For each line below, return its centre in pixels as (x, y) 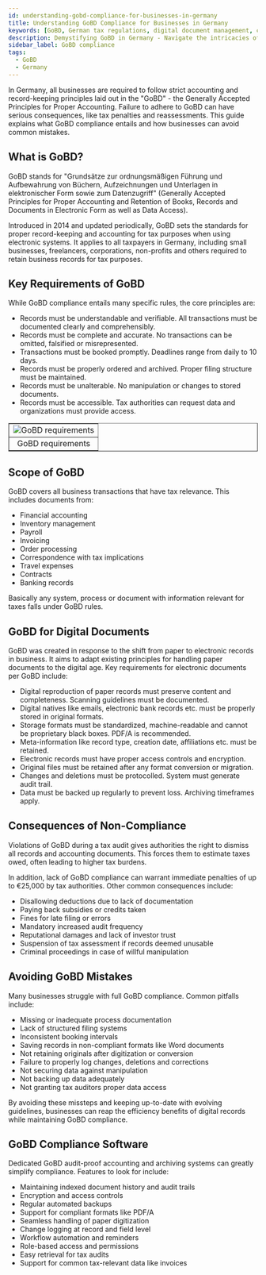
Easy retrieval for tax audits (64, 1254)
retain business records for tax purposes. (76, 259)
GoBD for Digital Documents (79, 632)
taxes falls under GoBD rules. (56, 607)
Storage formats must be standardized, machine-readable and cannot (133, 725)
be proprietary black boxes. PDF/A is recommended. (105, 734)
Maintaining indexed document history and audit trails (107, 1187)
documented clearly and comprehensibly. (87, 327)
